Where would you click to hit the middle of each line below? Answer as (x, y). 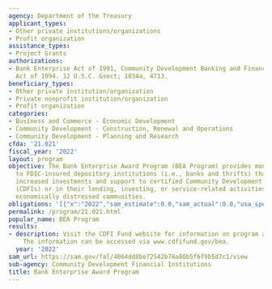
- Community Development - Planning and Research (94, 136)
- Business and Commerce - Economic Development (92, 121)
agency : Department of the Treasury (70, 16)
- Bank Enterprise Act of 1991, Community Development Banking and (125, 69)
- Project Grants (38, 53)
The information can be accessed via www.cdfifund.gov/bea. (126, 242)
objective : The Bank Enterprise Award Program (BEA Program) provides (130, 167)
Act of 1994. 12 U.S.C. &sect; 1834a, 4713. (92, 76)
